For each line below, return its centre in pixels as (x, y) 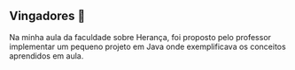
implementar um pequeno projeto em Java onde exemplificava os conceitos (147, 46)
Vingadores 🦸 (47, 16)
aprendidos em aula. (47, 56)
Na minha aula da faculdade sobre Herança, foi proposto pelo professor (140, 37)
